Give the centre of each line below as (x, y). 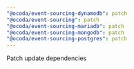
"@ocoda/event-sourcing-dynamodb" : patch (67, 13)
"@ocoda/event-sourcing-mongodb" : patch (66, 32)
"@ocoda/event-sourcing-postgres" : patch (67, 39)
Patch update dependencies (47, 58)
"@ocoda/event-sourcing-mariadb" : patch (66, 26)
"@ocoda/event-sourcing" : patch (53, 20)
